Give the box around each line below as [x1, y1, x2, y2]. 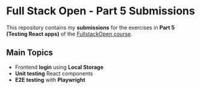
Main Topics [6, 48, 53, 58]
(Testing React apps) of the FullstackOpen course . [6, 30, 132, 37]
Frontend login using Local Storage [14, 63, 104, 70]
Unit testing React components [14, 70, 93, 77]
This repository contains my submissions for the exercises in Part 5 [6, 24, 175, 31]
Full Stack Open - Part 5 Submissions [6, 4, 196, 18]
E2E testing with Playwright [14, 76, 85, 83]
